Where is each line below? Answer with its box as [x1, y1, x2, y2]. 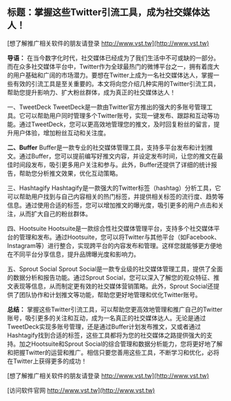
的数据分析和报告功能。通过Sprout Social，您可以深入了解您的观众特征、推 [7, 273, 220, 281]
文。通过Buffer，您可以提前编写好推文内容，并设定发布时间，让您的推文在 [7, 152, 218, 160]
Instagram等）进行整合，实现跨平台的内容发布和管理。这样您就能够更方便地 [7, 241, 222, 249]
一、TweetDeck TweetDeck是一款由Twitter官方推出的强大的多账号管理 [7, 103, 207, 111]
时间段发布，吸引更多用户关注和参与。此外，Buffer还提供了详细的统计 [12, 161, 212, 169]
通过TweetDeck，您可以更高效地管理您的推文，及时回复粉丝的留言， [19, 120, 214, 128]
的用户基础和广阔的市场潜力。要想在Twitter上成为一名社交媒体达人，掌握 [7, 71, 214, 79]
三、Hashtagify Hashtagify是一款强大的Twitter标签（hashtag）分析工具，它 [7, 183, 221, 192]
